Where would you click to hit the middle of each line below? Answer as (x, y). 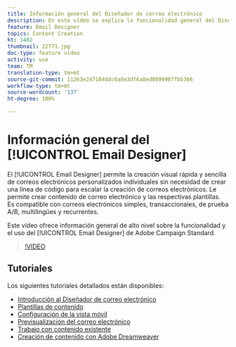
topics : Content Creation (45, 33)
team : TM (20, 66)
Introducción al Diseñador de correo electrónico (87, 299)
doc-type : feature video (44, 53)
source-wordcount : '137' (44, 92)
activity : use (28, 60)
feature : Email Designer (44, 27)
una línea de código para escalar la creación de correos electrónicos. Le (112, 189)
